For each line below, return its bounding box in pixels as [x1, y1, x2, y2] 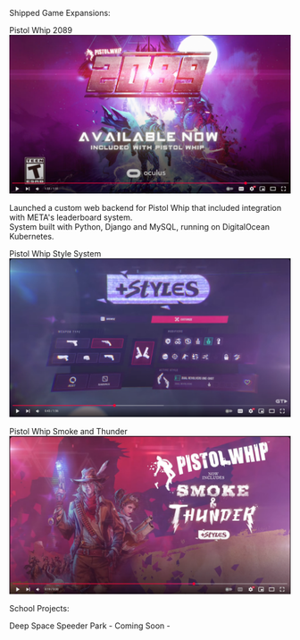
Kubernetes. [9, 231, 54, 241]
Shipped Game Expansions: [9, 8, 111, 18]
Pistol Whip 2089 [9, 25, 73, 35]
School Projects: [9, 602, 70, 613]
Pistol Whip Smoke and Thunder [9, 425, 128, 436]
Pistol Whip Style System [9, 248, 102, 258]
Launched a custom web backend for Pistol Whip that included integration [9, 202, 282, 213]
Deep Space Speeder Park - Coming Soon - [9, 620, 171, 631]
